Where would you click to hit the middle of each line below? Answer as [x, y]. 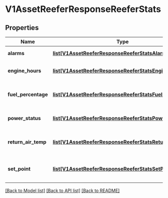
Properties [22, 28]
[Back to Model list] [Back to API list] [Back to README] [62, 190]
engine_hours [24, 71]
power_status [24, 118]
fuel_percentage [28, 94]
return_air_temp [27, 142]
